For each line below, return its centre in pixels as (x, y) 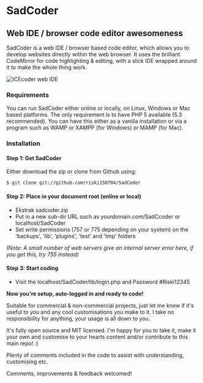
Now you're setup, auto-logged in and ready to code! (75, 293)
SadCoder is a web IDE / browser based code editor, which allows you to (98, 48)
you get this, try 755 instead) (43, 254)
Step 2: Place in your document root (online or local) (74, 197)
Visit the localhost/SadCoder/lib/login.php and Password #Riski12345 (102, 282)
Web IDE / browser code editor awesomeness (95, 33)
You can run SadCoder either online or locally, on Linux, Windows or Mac (98, 108)
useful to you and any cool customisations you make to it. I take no (90, 312)
